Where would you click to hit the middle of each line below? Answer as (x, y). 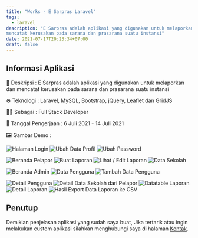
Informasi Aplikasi (40, 69)
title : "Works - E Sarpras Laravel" (51, 12)
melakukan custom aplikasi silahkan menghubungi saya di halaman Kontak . (97, 229)
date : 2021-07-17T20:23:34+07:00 (47, 39)
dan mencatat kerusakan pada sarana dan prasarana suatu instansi (88, 89)
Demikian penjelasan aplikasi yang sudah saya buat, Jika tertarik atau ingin (97, 222)
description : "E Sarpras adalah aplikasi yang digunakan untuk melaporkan (100, 28)
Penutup (22, 208)
